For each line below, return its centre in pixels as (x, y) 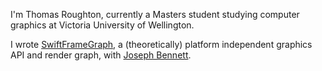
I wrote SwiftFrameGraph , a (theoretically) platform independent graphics (161, 44)
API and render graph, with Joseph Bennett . (101, 55)
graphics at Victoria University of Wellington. (102, 25)
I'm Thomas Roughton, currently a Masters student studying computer (155, 14)
